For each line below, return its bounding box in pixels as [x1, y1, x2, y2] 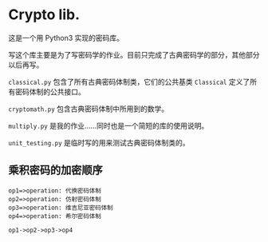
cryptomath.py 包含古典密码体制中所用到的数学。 [8, 104, 169, 113]
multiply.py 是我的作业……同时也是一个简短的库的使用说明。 [8, 121, 209, 130]
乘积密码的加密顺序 [8, 164, 103, 177]
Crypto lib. [8, 6, 81, 24]
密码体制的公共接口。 [14, 86, 85, 97]
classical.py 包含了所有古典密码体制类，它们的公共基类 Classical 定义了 [8, 77, 250, 86]
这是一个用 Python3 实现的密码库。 [8, 33, 124, 42]
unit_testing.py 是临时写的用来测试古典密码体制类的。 [8, 137, 190, 147]
